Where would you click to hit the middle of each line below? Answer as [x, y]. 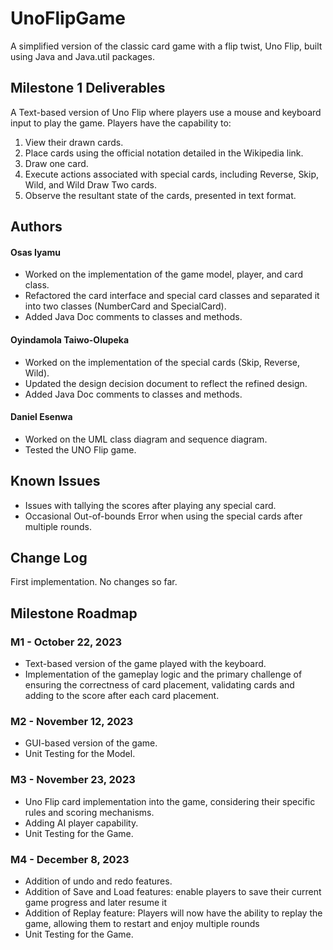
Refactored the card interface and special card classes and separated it [172, 296]
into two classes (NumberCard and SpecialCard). [125, 306]
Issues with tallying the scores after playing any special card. [150, 505]
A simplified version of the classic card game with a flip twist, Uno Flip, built [166, 46]
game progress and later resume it [96, 902]
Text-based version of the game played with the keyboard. [145, 664]
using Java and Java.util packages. [82, 56]
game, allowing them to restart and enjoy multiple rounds [142, 923]
